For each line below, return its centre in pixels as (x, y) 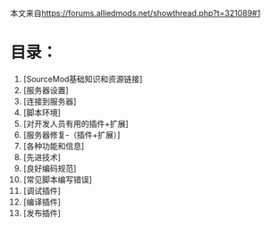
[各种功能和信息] (54, 146)
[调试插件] (42, 190)
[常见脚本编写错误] (58, 179)
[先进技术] (42, 157)
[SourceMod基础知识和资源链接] (83, 79)
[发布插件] (42, 213)
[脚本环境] (42, 112)
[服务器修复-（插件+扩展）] (72, 135)
